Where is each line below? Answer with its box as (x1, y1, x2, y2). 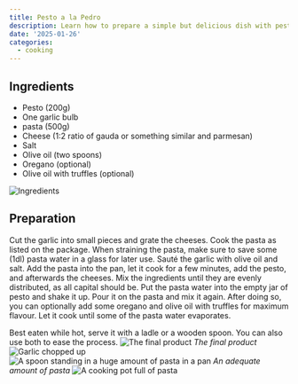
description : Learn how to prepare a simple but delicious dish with (9, 21, 272, 30)
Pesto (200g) (21, 102, 71, 113)
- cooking (17, 46, 53, 55)
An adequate (212, 356, 261, 366)
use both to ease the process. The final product (9, 336, 257, 347)
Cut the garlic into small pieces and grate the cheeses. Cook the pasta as (9, 234, 277, 245)
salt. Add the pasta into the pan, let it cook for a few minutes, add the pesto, (9, 263, 286, 273)
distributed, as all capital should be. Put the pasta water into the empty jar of (9, 281, 288, 293)
